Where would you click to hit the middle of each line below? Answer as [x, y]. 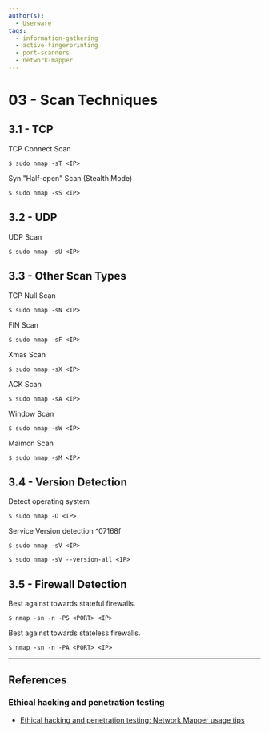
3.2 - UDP [33, 217]
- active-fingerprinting [57, 46]
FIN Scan [23, 324]
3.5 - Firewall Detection [68, 584]
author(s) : [26, 16]
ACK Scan [25, 384]
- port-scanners [42, 53]
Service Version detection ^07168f [65, 531]
